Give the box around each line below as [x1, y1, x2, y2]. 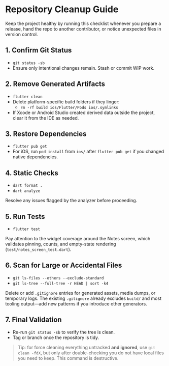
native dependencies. [12, 154, 58, 160]
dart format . [12, 183, 43, 188]
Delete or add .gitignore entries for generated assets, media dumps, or [5, 290, 156, 296]
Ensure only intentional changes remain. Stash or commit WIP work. [12, 65, 155, 71]
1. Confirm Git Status [5, 46, 72, 54]
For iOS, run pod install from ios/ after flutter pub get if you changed [12, 149, 164, 155]
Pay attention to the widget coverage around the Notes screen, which [5, 236, 151, 241]
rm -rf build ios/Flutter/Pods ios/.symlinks [20, 105, 118, 110]
